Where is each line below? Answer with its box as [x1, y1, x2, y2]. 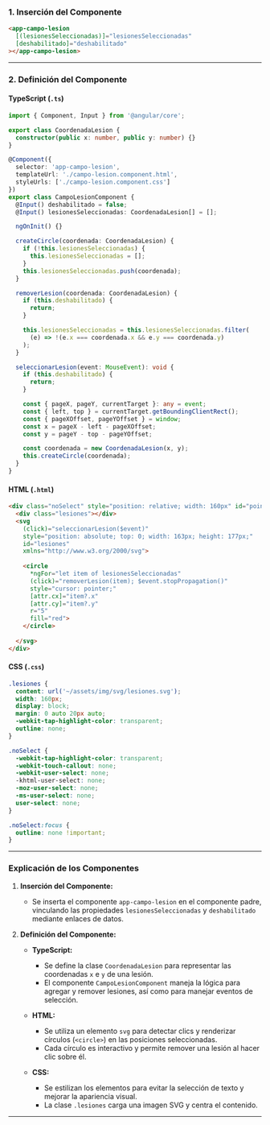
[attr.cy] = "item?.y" [29, 599, 99, 608]
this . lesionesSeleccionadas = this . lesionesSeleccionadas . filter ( [22, 326, 250, 334]
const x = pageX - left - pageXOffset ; [22, 422, 157, 431]
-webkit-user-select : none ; [15, 769, 110, 777]
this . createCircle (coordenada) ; [22, 452, 131, 461]
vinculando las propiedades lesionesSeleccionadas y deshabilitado [31, 905, 256, 915]
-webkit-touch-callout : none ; [15, 762, 117, 770]
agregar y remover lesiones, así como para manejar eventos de [43, 986, 253, 996]
